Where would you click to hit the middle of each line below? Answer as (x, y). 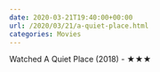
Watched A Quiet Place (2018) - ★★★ (80, 60)
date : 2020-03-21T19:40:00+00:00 (71, 17)
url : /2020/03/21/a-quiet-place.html (79, 26)
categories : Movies (45, 34)
